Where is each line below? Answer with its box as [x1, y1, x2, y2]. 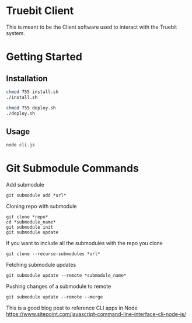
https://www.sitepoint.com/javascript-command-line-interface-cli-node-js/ [6, 311, 187, 318]
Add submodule [6, 181, 45, 188]
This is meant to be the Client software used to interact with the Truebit [6, 23, 177, 30]
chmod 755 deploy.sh [6, 105, 57, 111]
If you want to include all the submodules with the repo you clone [6, 240, 163, 247]
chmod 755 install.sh [6, 89, 59, 95]
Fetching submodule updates [6, 262, 76, 269]
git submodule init [6, 224, 54, 231]
